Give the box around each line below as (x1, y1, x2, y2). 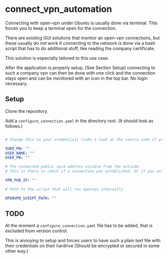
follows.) (5, 123, 23, 129)
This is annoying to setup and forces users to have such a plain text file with (5, 238, 161, 244)
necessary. (5, 81, 28, 86)
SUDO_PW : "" (5, 146, 30, 151)
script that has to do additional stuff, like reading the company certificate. (5, 45, 156, 51)
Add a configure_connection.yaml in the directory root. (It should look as (5, 118, 154, 124)
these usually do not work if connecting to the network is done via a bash (5, 40, 156, 46)
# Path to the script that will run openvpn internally (5, 186, 123, 192)
